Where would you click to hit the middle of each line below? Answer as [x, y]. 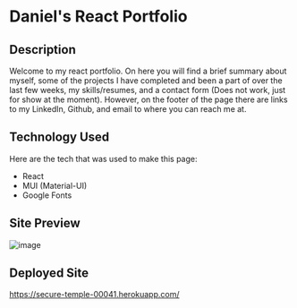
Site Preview [45, 223]
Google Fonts [47, 195]
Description [42, 50]
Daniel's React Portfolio [98, 17]
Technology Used [59, 137]
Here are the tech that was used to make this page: [103, 158]
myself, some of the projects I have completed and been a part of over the [146, 81]
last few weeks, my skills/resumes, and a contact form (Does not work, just [148, 90]
